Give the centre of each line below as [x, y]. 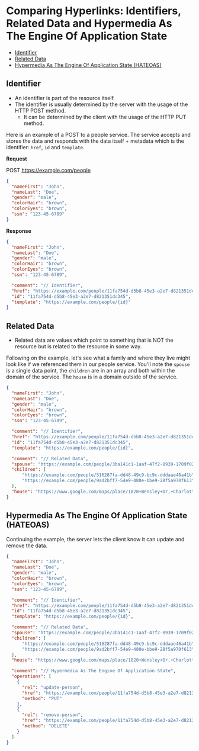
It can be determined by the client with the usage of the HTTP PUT [105, 117]
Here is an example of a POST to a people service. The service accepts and [99, 134]
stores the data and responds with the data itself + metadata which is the [95, 141]
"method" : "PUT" [42, 698]
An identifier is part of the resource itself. [65, 98]
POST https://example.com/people [48, 170]
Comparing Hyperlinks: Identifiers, [94, 11]
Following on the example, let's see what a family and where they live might [98, 358]
